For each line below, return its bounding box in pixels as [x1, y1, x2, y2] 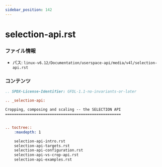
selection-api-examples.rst [14, 157, 72, 162]
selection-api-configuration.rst [14, 148, 83, 153]
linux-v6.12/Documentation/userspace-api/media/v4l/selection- [23, 61, 158, 66]
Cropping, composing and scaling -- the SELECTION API [5, 107, 121, 112]
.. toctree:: [5, 125, 32, 130]
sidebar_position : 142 [5, 7, 52, 12]
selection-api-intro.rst [14, 139, 66, 144]
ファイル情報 [5, 47, 36, 54]
